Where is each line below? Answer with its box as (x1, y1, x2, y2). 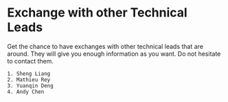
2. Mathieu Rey (7, 76, 51, 83)
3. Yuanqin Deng (7, 82, 54, 89)
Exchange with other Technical (7, 5, 187, 21)
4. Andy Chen (7, 88, 45, 95)
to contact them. (7, 57, 54, 65)
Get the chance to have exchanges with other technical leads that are (7, 42, 204, 50)
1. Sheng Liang (7, 70, 51, 77)
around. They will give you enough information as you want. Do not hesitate (7, 50, 221, 58)
